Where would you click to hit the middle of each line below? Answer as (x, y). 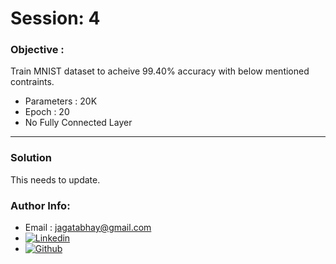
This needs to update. (55, 179)
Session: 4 (55, 18)
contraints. (32, 82)
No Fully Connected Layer (78, 123)
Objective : (37, 50)
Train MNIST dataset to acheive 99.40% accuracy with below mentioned (160, 71)
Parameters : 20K (61, 101)
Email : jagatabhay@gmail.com (88, 228)
